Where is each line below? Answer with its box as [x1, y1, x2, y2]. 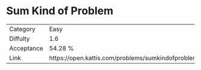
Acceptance [9, 44, 44, 52]
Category [9, 25, 36, 33]
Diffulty [9, 34, 30, 43]
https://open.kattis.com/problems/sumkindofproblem [48, 53, 199, 62]
